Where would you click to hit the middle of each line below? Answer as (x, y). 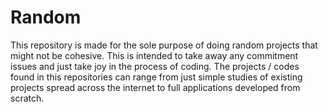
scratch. (27, 98)
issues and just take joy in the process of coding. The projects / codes (155, 66)
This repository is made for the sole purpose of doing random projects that (164, 45)
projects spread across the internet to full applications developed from (155, 87)
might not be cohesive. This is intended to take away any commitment (154, 55)
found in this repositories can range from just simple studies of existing (156, 77)
